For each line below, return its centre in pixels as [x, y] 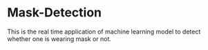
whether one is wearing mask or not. [59, 38]
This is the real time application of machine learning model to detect [104, 32]
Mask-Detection [55, 13]
